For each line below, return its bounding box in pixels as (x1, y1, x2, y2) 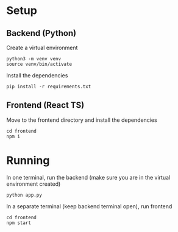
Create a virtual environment (6, 44, 78, 51)
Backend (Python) (6, 28, 77, 38)
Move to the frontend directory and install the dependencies (6, 116, 157, 124)
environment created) (6, 180, 61, 188)
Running (6, 153, 50, 167)
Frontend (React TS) (6, 100, 85, 110)
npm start (6, 220, 32, 226)
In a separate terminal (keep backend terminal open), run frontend (6, 202, 173, 210)
